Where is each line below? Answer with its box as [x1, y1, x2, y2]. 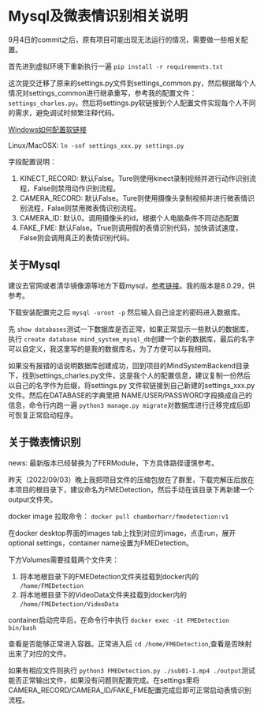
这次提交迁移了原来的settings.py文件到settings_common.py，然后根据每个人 [8, 78, 257, 88]
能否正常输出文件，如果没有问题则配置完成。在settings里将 [8, 675, 200, 684]
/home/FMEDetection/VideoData [19, 600, 120, 608]
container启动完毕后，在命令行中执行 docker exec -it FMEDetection [8, 615, 230, 624]
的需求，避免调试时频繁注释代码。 [8, 107, 119, 117]
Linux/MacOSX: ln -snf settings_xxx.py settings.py [8, 140, 184, 150]
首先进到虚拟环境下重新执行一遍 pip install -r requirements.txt [8, 61, 223, 71]
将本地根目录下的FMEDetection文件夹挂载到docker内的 [19, 571, 199, 581]
